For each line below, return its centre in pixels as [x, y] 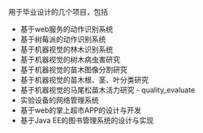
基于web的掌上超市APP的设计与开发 [81, 110]
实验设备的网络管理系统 [59, 100]
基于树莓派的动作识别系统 [63, 39]
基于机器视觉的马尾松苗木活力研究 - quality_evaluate [108, 90]
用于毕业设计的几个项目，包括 [58, 12]
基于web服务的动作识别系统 [67, 29]
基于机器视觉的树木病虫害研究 [70, 60]
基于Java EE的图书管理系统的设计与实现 [87, 120]
